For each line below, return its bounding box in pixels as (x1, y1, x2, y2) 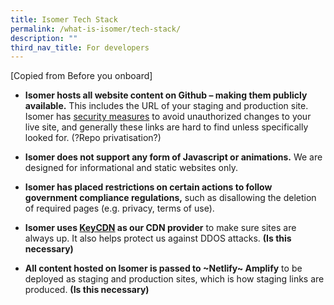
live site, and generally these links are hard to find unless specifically (24, 121, 309, 133)
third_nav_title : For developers (10, 42, 150, 53)
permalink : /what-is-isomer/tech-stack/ (10, 24, 182, 34)
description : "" (10, 33, 78, 43)
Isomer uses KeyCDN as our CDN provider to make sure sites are (24, 222, 297, 234)
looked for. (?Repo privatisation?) (24, 132, 162, 144)
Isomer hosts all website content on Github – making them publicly (24, 89, 308, 101)
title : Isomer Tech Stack (10, 14, 118, 25)
